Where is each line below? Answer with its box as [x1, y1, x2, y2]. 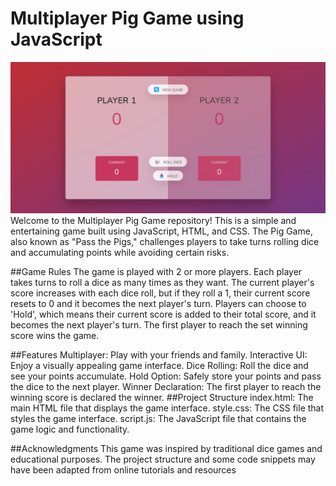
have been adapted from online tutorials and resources [10, 464, 237, 476]
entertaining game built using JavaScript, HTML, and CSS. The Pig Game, [10, 225, 313, 237]
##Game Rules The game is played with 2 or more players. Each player [10, 266, 303, 278]
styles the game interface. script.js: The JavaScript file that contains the [10, 413, 307, 425]
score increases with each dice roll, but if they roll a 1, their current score [10, 287, 311, 299]
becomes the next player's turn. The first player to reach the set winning [10, 319, 308, 331]
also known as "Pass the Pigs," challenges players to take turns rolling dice [10, 236, 320, 248]
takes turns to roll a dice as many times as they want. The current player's [10, 277, 315, 289]
